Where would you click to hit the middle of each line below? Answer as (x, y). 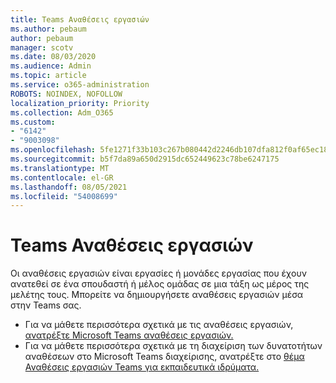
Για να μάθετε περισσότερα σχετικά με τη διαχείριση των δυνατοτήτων (173, 346)
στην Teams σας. (46, 305)
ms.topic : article (48, 76)
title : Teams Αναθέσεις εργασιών (80, 19)
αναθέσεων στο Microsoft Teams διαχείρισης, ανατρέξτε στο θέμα (164, 357)
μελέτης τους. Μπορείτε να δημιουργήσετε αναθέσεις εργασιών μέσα (156, 295)
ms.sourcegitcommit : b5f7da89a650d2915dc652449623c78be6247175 (145, 159)
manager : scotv (42, 47)
